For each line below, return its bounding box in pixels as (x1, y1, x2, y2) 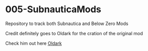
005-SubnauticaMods (5, 4, 102, 15)
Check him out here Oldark (5, 40, 62, 46)
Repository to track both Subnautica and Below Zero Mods (5, 20, 129, 27)
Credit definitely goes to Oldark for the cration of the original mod (5, 30, 143, 36)
